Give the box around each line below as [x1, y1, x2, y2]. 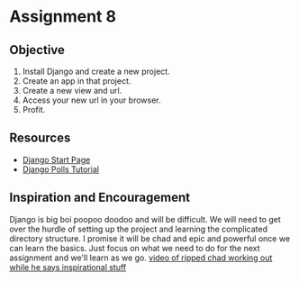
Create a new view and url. [22, 86, 122, 95]
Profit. [22, 104, 46, 114]
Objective [9, 42, 66, 58]
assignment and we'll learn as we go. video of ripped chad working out [9, 252, 273, 263]
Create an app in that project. [22, 76, 131, 86]
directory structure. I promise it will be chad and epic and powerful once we [9, 232, 291, 244]
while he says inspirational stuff [9, 261, 127, 272]
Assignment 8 [9, 6, 117, 27]
